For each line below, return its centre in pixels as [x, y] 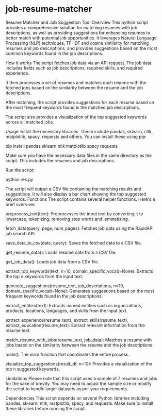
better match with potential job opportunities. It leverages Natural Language [81, 38]
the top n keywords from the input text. [44, 276]
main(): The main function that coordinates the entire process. [67, 354]
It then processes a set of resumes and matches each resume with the [76, 82]
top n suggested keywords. [33, 369]
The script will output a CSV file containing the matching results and [73, 189]
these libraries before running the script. [46, 408]
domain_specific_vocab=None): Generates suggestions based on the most [80, 291]
